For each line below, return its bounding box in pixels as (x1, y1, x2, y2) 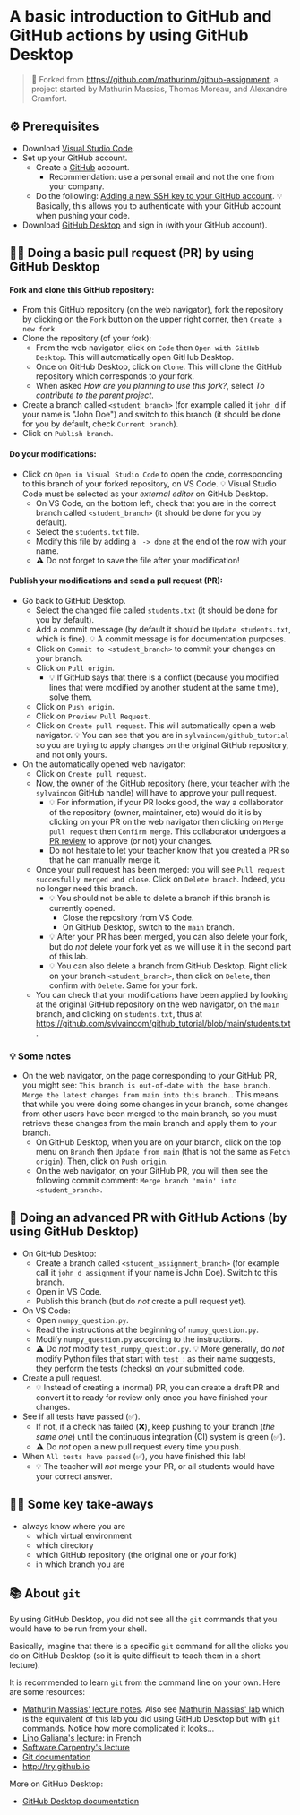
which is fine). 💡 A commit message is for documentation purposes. (35, 633, 287, 644)
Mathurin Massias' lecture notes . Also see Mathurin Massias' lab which (21, 1704, 285, 1715)
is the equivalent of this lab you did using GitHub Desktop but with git (21, 1714, 281, 1725)
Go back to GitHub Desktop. (21, 595, 126, 606)
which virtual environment (35, 1530, 133, 1541)
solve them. (48, 692, 92, 702)
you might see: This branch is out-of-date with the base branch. (21, 1080, 272, 1090)
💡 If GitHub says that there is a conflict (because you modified (48, 672, 279, 683)
